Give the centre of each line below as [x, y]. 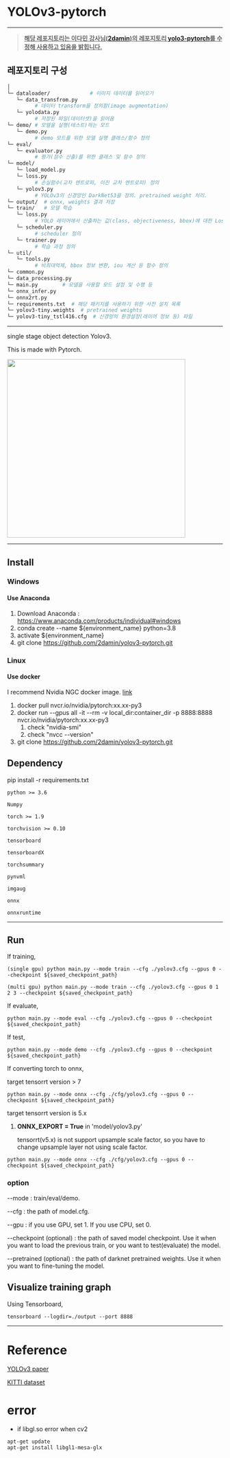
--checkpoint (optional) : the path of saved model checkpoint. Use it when [112, 1238]
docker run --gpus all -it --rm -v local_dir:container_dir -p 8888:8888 [115, 712]
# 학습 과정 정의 [55, 247]
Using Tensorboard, [35, 1304]
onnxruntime [24, 913]
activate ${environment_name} [61, 635]
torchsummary [26, 865]
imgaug [16, 889]
